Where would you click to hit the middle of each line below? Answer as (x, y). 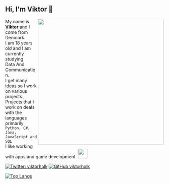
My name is (17, 21)
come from (17, 32)
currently (15, 53)
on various (16, 91)
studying (14, 59)
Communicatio (20, 70)
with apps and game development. (41, 156)
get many (17, 80)
